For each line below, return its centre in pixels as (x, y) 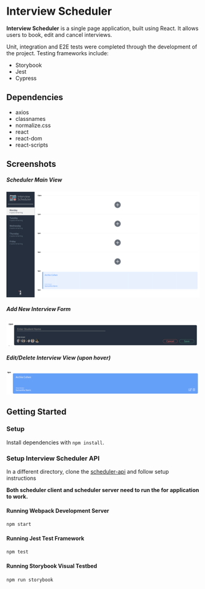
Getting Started (37, 411)
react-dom (29, 138)
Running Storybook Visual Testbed (52, 566)
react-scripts (32, 145)
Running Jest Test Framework (45, 538)
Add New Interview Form (39, 309)
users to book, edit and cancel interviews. (59, 34)
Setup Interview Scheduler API (53, 458)
